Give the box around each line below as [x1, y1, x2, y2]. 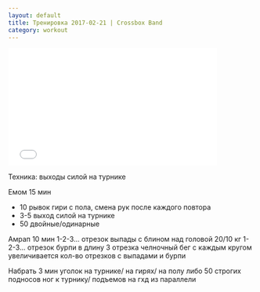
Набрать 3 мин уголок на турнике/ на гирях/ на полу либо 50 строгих [8, 266, 241, 276]
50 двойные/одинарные [19, 219, 100, 228]
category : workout [8, 26, 68, 34]
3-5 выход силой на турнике [19, 211, 115, 221]
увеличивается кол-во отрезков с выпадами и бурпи [8, 251, 186, 261]
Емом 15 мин [8, 188, 52, 197]
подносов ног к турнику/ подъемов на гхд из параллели [8, 275, 197, 284]
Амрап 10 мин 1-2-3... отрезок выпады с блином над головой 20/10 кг [8, 235, 241, 244]
